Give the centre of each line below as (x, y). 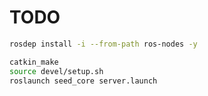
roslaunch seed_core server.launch (83, 81)
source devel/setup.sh (56, 71)
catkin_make (34, 62)
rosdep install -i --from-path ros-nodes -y (103, 44)
